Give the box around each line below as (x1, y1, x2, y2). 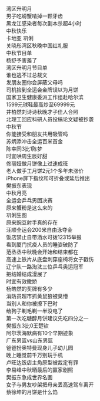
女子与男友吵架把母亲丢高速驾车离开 (6, 381, 94, 388)
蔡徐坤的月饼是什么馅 (6, 389, 58, 395)
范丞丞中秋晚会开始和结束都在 (6, 248, 78, 255)
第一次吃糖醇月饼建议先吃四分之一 (6, 315, 89, 321)
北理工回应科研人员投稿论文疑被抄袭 (6, 116, 94, 123)
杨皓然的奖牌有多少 (6, 285, 53, 292)
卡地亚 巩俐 (6, 35, 34, 41)
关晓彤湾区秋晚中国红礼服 (6, 42, 68, 49)
